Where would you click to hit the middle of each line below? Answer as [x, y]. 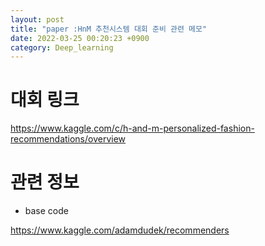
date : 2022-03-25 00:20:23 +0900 [80, 38]
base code [46, 211]
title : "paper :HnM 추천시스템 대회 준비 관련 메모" [109, 29]
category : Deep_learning [62, 47]
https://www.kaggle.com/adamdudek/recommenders [120, 230]
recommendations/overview [68, 139]
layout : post [37, 19]
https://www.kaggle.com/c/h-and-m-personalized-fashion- [132, 128]
